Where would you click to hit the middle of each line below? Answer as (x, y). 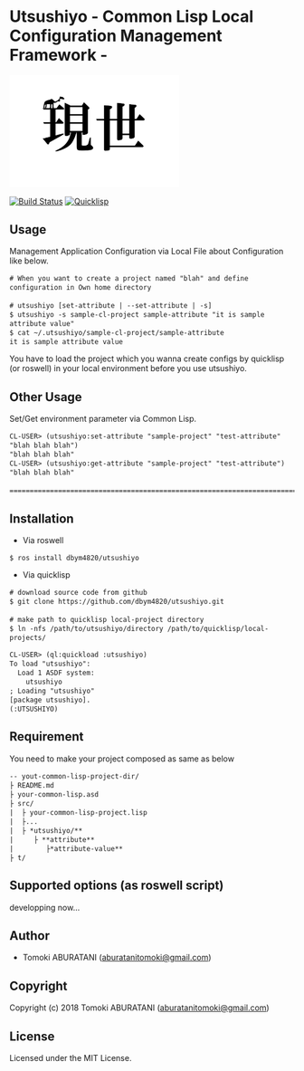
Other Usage (46, 397)
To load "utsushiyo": (50, 664)
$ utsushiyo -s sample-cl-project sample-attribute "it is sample (137, 315)
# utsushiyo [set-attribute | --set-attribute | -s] (111, 306)
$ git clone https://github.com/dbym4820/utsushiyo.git (117, 601)
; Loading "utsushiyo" (52, 691)
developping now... (45, 907)
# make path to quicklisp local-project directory (107, 619)
